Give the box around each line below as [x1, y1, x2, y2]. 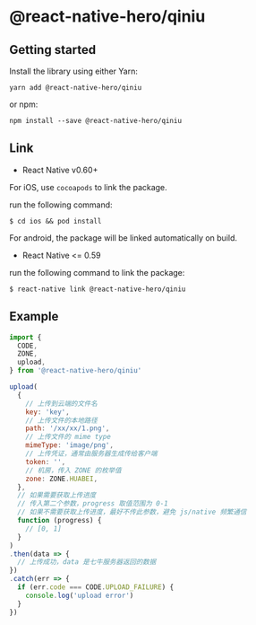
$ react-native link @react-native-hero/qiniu [9, 285, 186, 294]
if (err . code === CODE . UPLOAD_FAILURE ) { [17, 583, 175, 592]
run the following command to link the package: [9, 267, 185, 277]
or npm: [9, 99, 38, 110]
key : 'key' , [25, 407, 70, 417]
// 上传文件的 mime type [25, 433, 112, 442]
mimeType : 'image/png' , [25, 441, 115, 450]
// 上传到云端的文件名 [25, 399, 98, 408]
